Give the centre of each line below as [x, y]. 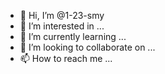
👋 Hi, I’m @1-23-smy [62, 15]
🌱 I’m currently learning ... [73, 36]
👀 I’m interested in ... [62, 26]
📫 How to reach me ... [66, 58]
